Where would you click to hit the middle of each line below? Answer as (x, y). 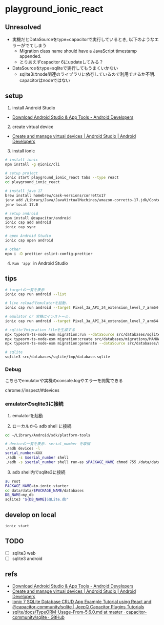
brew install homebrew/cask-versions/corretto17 (55, 196)
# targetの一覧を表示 (25, 290)
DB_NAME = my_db (20, 495)
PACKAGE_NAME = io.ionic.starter (37, 486)
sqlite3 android (27, 559)
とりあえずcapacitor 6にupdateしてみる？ (61, 62)
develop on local (31, 515)
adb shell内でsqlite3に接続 (39, 472)
